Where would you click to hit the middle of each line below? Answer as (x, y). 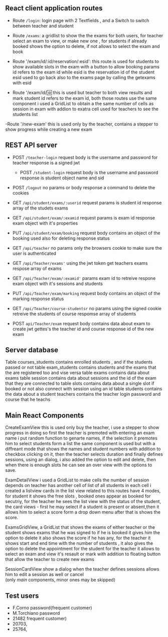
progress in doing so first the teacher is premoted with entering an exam (80, 433)
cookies (21, 193)
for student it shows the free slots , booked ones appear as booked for (78, 496)
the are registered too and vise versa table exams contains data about (77, 373)
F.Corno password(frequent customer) (52, 608)
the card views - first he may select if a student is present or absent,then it (82, 507)
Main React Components (45, 415)
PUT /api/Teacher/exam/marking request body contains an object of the (86, 293)
